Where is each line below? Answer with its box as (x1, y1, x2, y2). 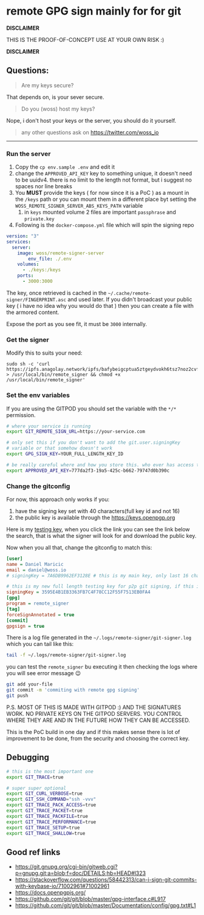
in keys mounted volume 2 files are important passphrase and (24, 208, 176, 216)
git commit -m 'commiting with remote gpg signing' (6, 687, 140, 693)
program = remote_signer (6, 600, 69, 607)
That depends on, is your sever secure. (6, 93, 104, 101)
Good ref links (6, 847, 61, 857)
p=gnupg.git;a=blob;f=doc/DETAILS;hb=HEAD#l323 (15, 869, 146, 877)
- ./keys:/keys (22, 267, 61, 273)
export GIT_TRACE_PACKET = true (6, 808, 83, 814)
